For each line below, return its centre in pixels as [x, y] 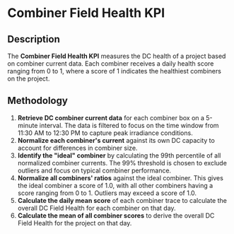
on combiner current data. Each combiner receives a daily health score [111, 64]
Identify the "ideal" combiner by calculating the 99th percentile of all [119, 155]
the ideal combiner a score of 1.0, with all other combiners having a [115, 185]
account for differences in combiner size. [77, 148]
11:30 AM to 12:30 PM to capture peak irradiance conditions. [105, 133]
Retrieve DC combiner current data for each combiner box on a [111, 117]
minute [28, 125]
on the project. [29, 78]
